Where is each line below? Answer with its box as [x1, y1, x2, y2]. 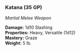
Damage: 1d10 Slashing [5, 25, 53, 30]
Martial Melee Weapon [5, 15, 52, 21]
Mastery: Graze [5, 35, 38, 41]
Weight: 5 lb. [5, 40, 32, 46]
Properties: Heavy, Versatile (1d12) [5, 30, 76, 36]
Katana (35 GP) [5, 4, 43, 11]
